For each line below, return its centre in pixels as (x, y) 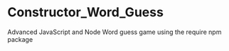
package (20, 39)
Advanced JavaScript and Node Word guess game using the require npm (114, 32)
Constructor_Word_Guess (85, 12)
